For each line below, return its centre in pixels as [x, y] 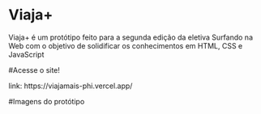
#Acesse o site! [34, 70]
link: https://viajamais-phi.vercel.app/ [71, 86]
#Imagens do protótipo [47, 101]
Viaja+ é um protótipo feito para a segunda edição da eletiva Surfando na [131, 37]
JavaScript [26, 54]
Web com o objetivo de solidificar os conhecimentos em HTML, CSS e [126, 45]
